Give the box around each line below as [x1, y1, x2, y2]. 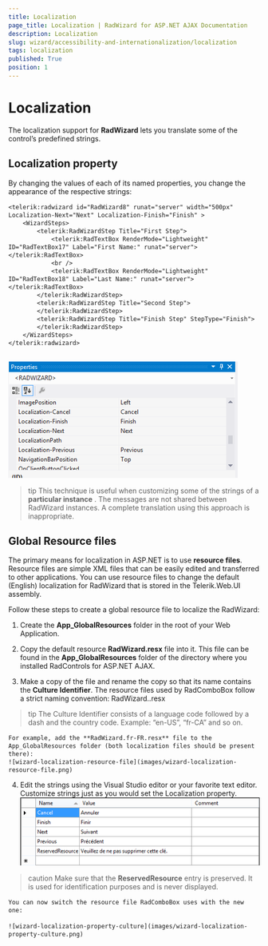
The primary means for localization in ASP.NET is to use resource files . [8, 555, 242, 565]
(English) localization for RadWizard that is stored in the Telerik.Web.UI [8, 581, 241, 590]
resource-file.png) [8, 766, 73, 774]
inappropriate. [27, 511, 74, 521]
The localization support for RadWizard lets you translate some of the [8, 125, 238, 135]
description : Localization [8, 30, 98, 38]
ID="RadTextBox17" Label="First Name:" [8, 243, 141, 251]
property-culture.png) [8, 930, 84, 938]
